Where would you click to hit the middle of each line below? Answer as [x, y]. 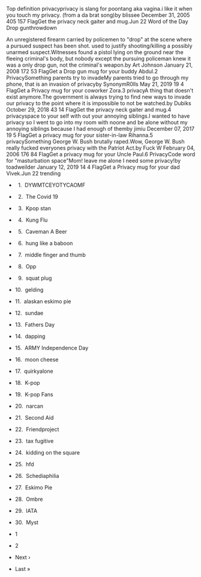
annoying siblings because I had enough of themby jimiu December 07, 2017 [100, 129]
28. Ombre [29, 499]
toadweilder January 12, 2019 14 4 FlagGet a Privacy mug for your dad [93, 167]
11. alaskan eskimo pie [43, 301]
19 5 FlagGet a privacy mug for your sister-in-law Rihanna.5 [79, 135]
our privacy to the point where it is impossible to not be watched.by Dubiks [99, 103]
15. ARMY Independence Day [52, 348]
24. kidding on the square [47, 452]
